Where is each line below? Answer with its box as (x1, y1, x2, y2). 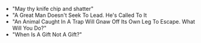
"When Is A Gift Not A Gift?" (12, 31, 82, 38)
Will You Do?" (12, 24, 47, 31)
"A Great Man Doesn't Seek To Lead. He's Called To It (12, 12, 147, 19)
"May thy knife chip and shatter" (12, 5, 94, 12)
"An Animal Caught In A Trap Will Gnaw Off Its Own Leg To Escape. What (12, 18, 196, 25)
